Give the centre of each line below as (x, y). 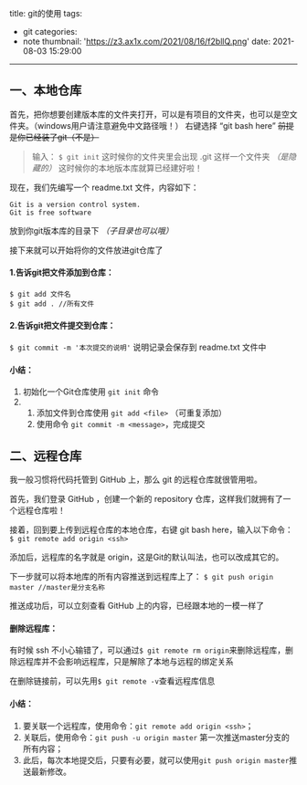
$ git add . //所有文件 (52, 304)
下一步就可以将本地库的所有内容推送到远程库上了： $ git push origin (142, 577)
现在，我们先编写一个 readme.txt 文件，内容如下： (104, 187)
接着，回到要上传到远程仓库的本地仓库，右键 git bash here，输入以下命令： (152, 530)
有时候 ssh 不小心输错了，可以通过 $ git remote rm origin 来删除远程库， (148, 650)
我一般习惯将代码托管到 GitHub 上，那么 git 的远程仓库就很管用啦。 (136, 480)
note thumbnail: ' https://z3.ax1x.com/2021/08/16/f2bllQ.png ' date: (147, 41)
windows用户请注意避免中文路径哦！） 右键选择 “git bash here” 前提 (165, 125)
